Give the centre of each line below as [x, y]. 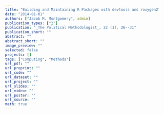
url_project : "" [21, 81]
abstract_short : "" [25, 41]
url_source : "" [20, 100]
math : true [16, 104]
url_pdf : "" [17, 64]
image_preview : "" [24, 46]
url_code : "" [18, 73]
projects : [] [18, 55]
